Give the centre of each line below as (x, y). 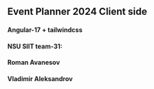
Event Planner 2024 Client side (77, 12)
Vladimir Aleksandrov (40, 78)
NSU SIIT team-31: (35, 46)
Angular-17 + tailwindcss (45, 30)
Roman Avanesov (34, 63)
